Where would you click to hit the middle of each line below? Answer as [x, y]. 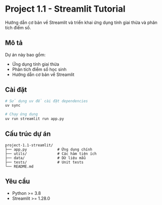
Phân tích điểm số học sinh [39, 69]
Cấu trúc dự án [28, 134]
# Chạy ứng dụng [21, 114]
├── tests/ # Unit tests [44, 162]
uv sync [13, 106]
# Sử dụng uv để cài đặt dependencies [47, 101]
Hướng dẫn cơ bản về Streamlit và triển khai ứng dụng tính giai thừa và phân [81, 22]
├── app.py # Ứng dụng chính [49, 149]
